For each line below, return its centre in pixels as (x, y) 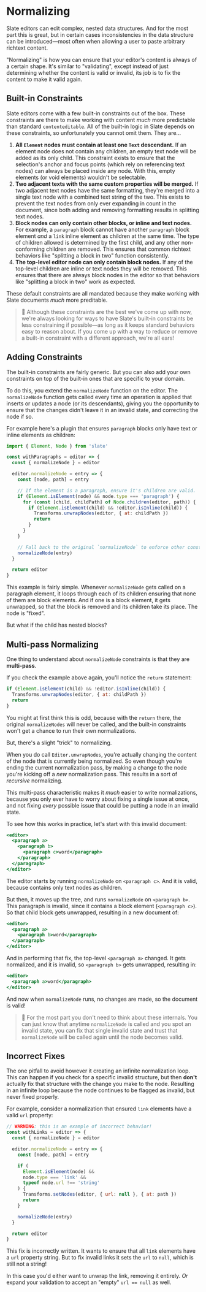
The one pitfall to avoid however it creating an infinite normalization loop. (98, 1071)
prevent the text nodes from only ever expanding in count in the (96, 203)
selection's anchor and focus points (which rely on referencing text (100, 164)
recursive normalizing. (35, 781)
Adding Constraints (44, 357)
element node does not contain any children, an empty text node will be (106, 151)
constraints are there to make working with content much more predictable (101, 120)
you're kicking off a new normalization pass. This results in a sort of (92, 774)
